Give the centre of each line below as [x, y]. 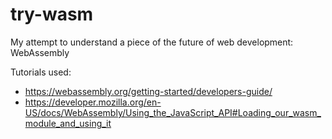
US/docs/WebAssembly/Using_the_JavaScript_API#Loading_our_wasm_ [173, 112]
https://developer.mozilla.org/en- [93, 102]
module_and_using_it [68, 123]
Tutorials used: [41, 72]
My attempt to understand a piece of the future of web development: [152, 42]
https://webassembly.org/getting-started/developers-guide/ [148, 91]
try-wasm [52, 14]
